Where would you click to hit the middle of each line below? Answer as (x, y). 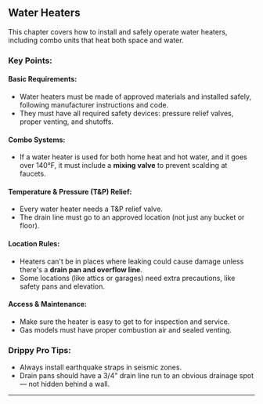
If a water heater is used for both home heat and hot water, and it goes (133, 157)
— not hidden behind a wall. (65, 384)
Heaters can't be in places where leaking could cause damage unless (131, 261)
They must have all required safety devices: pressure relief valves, (126, 113)
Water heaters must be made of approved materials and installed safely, (135, 96)
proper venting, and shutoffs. (66, 122)
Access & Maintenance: (48, 304)
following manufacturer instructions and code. (94, 104)
